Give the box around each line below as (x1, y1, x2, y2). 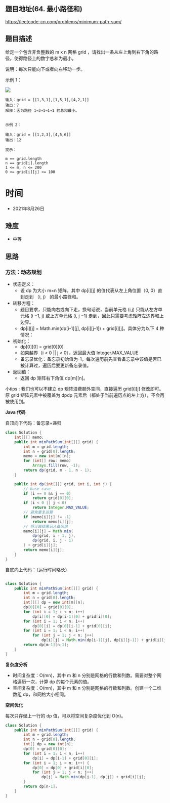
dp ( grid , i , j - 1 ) (32, 538, 73, 543)
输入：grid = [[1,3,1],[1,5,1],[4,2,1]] (5, 97, 90, 102)
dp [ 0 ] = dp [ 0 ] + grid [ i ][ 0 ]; (32, 765, 94, 770)
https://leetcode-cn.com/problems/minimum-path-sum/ (5, 18, 122, 24)
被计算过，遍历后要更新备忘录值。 (20, 362, 92, 368)
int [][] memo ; (14, 435, 44, 440)
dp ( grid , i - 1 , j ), (32, 533, 76, 538)
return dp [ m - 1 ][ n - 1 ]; (23, 642, 69, 648)
